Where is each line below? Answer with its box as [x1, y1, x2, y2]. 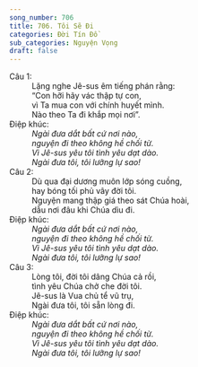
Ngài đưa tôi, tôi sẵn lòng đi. [31, 300, 136, 310]
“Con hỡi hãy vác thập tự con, [31, 91, 142, 101]
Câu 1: [9, 71, 33, 82]
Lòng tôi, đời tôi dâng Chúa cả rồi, [31, 271, 157, 283]
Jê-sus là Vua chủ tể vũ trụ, [31, 291, 134, 301]
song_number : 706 [9, 13, 74, 22]
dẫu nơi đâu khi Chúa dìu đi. [31, 205, 135, 215]
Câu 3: [9, 262, 34, 273]
